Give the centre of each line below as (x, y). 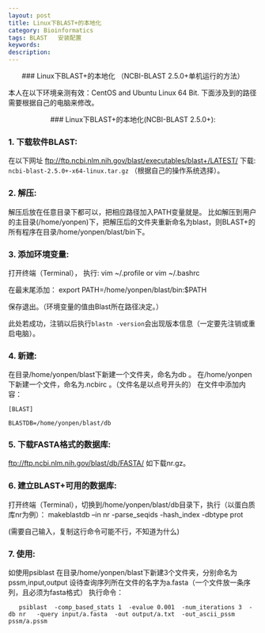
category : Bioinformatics (51, 30)
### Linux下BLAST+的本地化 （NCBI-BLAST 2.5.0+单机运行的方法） (133, 76)
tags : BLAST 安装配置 (45, 38)
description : (30, 52)
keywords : (25, 45)
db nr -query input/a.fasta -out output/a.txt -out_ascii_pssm (122, 615)
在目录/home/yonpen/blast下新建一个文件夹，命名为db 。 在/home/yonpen (130, 375)
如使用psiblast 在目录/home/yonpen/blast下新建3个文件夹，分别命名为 (123, 573)
